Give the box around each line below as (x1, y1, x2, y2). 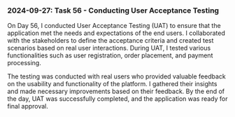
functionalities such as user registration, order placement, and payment (7, 51, 213, 60)
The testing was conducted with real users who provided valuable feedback (7, 72, 226, 81)
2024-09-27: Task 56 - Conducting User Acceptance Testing (7, 6, 219, 15)
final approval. (7, 102, 49, 111)
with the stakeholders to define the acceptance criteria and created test (7, 36, 214, 45)
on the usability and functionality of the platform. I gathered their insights (7, 80, 218, 88)
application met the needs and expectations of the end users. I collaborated (7, 29, 225, 37)
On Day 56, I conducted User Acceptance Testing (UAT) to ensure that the (7, 22, 222, 30)
